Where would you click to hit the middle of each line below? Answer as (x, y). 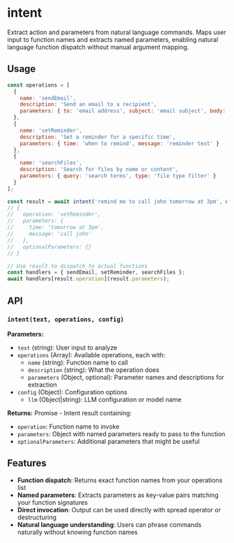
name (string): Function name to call (78, 362)
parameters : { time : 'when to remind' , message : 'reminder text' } (119, 143)
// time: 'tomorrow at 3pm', (56, 228)
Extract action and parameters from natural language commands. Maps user (117, 32)
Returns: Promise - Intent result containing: (70, 412)
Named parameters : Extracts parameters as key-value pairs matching (118, 495)
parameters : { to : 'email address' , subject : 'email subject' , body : (123, 111)
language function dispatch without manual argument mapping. (98, 47)
